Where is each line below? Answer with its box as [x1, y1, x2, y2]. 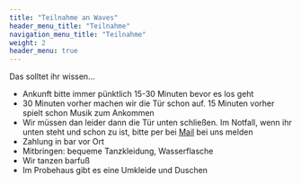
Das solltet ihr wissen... [9, 71, 96, 82]
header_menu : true [9, 47, 78, 56]
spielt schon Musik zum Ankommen [22, 108, 155, 118]
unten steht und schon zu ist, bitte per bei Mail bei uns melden [22, 127, 253, 137]
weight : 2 [9, 38, 47, 48]
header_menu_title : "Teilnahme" [9, 22, 130, 31]
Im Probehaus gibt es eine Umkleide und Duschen [22, 165, 208, 176]
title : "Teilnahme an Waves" [9, 13, 119, 22]
